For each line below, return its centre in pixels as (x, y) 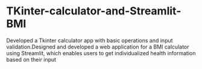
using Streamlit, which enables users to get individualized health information (101, 53)
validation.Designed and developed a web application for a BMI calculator (98, 47)
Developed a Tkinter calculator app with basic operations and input (90, 40)
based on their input (31, 59)
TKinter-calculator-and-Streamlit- (94, 11)
